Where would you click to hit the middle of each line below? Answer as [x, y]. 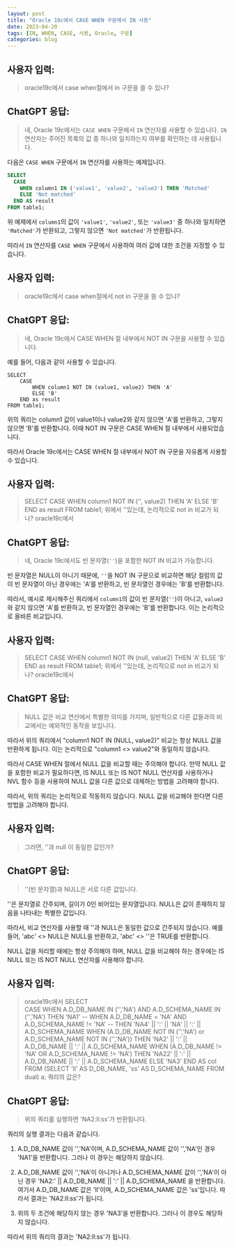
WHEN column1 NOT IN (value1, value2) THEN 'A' [102, 387]
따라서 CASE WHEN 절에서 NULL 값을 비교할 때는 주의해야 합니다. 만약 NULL [113, 764]
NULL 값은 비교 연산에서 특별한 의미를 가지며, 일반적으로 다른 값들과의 [119, 717]
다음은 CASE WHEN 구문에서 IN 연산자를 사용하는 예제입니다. [87, 162]
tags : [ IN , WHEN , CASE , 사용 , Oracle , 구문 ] [70, 33]
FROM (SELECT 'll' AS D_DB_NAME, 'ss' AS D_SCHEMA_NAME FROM [124, 1069]
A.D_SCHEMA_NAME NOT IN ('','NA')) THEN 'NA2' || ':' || [106, 1039]
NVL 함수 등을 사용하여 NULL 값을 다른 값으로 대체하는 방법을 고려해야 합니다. [113, 781]
